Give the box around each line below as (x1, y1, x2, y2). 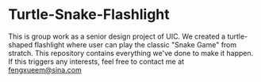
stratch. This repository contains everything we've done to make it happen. (8, 48, 254, 58)
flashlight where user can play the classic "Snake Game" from (34, 39, 237, 49)
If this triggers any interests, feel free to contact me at (8, 57, 185, 66)
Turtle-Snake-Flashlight (8, 6, 171, 24)
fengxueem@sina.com (8, 65, 82, 74)
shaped (8, 39, 33, 49)
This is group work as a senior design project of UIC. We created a (8, 32, 226, 41)
